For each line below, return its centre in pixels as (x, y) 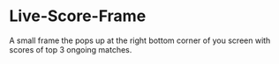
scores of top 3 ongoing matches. (71, 49)
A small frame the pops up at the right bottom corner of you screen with (140, 40)
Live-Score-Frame (78, 16)
